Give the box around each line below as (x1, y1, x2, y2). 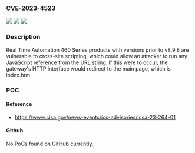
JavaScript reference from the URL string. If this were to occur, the (6, 59, 168, 66)
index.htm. (6, 71, 32, 78)
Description (6, 33, 41, 41)
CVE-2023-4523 (6, 4, 56, 12)
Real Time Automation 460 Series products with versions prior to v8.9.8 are (6, 46, 190, 54)
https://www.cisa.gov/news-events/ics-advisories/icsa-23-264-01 (14, 114, 176, 121)
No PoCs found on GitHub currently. (6, 140, 94, 147)
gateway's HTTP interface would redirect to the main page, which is (6, 65, 171, 72)
